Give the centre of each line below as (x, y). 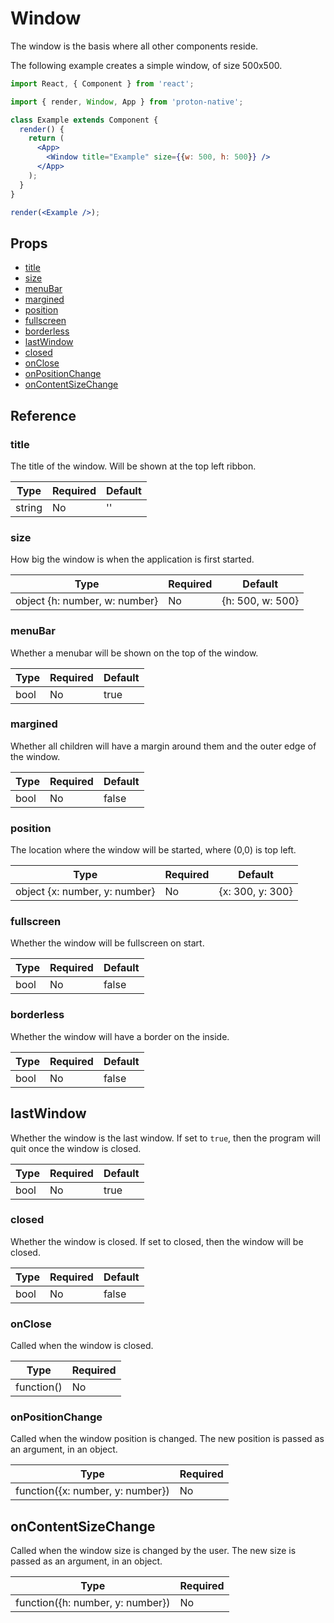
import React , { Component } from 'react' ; (102, 83)
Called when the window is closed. (82, 1346)
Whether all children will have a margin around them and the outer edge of (163, 746)
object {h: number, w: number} (87, 601)
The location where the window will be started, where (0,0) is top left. (153, 850)
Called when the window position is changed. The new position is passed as (167, 1439)
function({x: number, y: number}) (92, 1491)
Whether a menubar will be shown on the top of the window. (134, 653)
